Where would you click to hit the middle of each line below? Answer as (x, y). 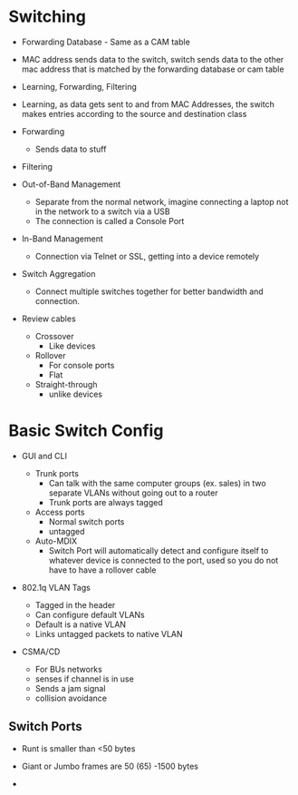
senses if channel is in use (85, 679)
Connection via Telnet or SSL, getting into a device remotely (147, 256)
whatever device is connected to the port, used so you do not (163, 560)
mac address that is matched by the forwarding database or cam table (153, 69)
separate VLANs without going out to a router (133, 493)
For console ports (82, 365)
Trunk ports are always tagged (106, 502)
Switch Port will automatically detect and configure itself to (159, 550)
